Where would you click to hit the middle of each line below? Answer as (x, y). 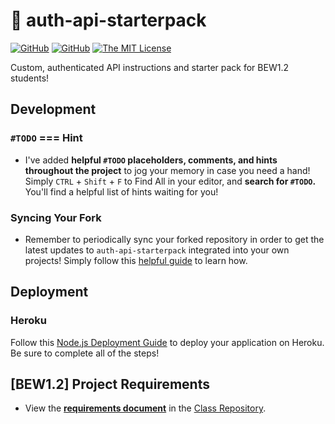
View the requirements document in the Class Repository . (145, 408)
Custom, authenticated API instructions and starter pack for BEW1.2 (149, 67)
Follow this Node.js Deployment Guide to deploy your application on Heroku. (167, 342)
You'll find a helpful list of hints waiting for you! (121, 191)
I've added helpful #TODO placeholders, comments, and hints (151, 160)
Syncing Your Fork (56, 217)
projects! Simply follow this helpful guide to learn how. (136, 260)
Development (53, 109)
